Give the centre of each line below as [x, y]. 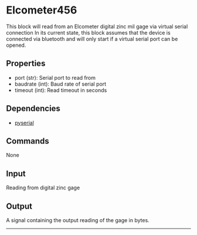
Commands [28, 141]
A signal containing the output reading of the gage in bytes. [78, 220]
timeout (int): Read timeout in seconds [61, 90]
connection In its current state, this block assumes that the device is [89, 32]
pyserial [24, 122]
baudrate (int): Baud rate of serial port [60, 84]
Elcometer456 [42, 10]
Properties [26, 64]
